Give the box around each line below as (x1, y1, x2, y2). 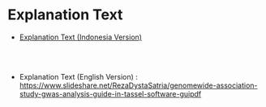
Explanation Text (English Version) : (19, 72, 139, 81)
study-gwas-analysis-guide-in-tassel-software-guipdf (19, 88, 202, 98)
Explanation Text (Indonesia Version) (19, 32, 143, 42)
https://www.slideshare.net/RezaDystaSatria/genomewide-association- (19, 80, 258, 90)
